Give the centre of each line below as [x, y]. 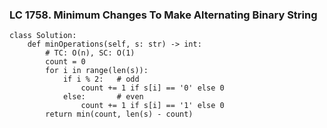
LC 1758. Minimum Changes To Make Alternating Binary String [163, 15]
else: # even [103, 97]
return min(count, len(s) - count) [119, 114]
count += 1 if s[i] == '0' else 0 [152, 88]
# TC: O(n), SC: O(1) [90, 53]
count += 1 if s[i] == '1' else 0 [152, 106]
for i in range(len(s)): [97, 71]
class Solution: [43, 36]
